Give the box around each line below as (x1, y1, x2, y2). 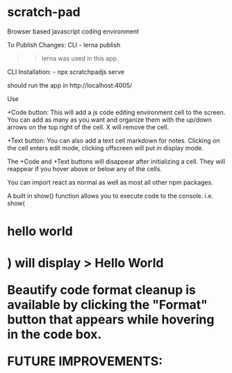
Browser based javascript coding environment (7, 27, 139, 35)
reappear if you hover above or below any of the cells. (7, 164, 162, 173)
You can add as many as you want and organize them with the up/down (7, 116, 212, 124)
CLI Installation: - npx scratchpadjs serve (7, 68, 125, 76)
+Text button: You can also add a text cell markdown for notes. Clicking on (7, 136, 220, 145)
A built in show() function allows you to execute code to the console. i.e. (7, 191, 214, 200)
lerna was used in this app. (41, 54, 119, 63)
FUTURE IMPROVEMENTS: (7, 354, 163, 370)
